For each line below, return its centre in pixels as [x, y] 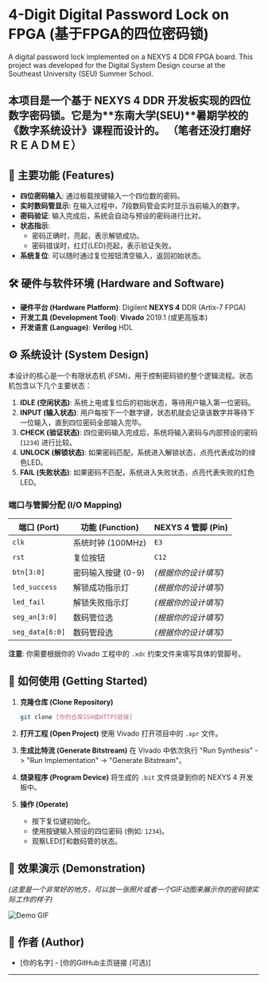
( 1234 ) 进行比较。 [48, 442]
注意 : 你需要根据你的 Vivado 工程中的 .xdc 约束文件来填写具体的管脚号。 [127, 654]
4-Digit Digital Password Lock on [118, 15]
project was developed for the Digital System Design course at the [117, 65]
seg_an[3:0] [35, 617]
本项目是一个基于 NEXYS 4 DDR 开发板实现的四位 [130, 101]
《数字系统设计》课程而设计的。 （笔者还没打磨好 [130, 130]
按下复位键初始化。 [63, 821]
